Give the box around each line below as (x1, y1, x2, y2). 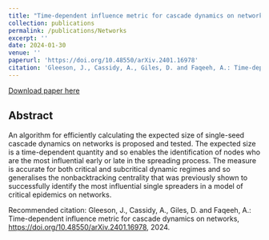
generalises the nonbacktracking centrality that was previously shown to (8, 173, 248, 182)
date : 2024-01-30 (8, 42, 66, 50)
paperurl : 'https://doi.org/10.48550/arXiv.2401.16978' (8, 57, 199, 65)
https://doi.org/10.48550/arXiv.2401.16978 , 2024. (8, 222, 171, 232)
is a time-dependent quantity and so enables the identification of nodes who (8, 147, 261, 157)
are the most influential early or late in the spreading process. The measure (8, 155, 257, 165)
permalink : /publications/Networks (8, 26, 127, 34)
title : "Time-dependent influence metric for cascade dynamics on (8, 11, 235, 20)
